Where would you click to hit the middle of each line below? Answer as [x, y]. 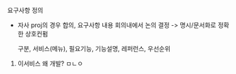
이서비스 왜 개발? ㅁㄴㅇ [50, 64]
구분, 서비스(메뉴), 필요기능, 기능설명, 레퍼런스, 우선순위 [94, 49]
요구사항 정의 [25, 10]
